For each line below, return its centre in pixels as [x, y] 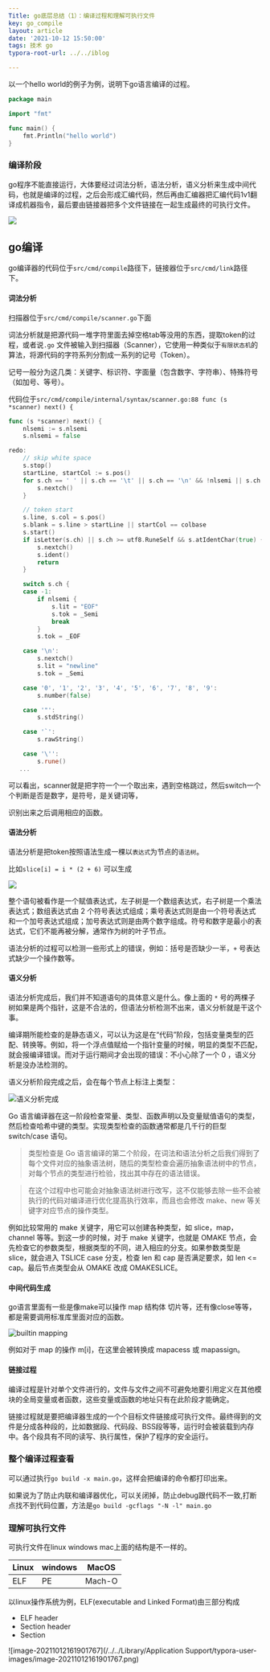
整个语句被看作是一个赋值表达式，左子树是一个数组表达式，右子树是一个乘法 [135, 900]
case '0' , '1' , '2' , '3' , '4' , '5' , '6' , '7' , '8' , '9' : [120, 688]
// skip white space [57, 458]
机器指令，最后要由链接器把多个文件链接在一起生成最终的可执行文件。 [138, 204]
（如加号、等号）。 [38, 382]
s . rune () [52, 761]
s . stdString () [61, 717]
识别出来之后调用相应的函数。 [57, 812]
